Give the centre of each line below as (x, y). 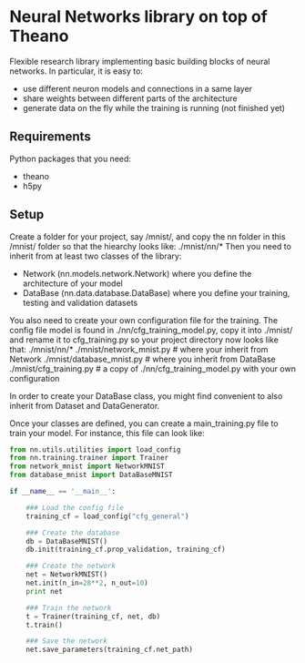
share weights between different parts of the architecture (130, 98)
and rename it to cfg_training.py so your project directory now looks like (144, 340)
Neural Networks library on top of (139, 17)
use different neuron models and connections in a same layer (137, 88)
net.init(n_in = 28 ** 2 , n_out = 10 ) (87, 583)
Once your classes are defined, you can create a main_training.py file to (144, 423)
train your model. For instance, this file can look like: (107, 433)
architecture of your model (72, 283)
